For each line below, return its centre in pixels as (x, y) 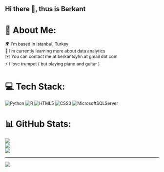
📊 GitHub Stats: (38, 124)
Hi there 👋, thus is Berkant (45, 9)
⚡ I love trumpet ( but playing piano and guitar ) (52, 64)
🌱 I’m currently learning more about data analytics (55, 51)
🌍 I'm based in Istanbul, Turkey (37, 44)
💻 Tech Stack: (35, 86)
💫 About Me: (31, 30)
